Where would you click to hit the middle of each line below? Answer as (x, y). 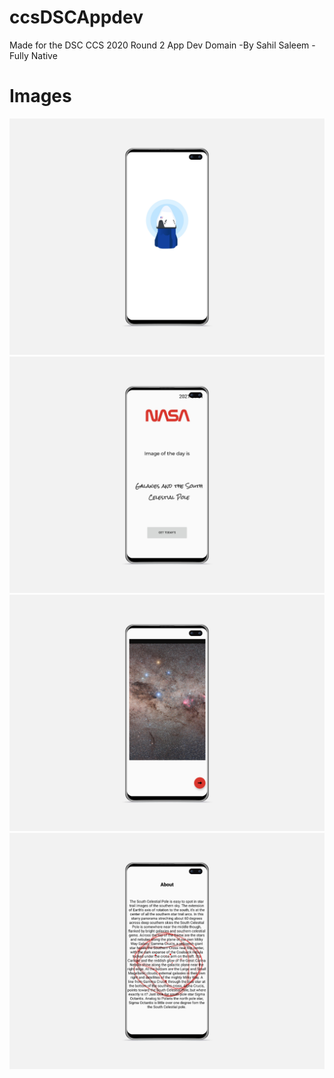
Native (44, 55)
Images (40, 96)
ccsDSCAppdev (76, 17)
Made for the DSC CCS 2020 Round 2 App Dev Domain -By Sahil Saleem (159, 45)
